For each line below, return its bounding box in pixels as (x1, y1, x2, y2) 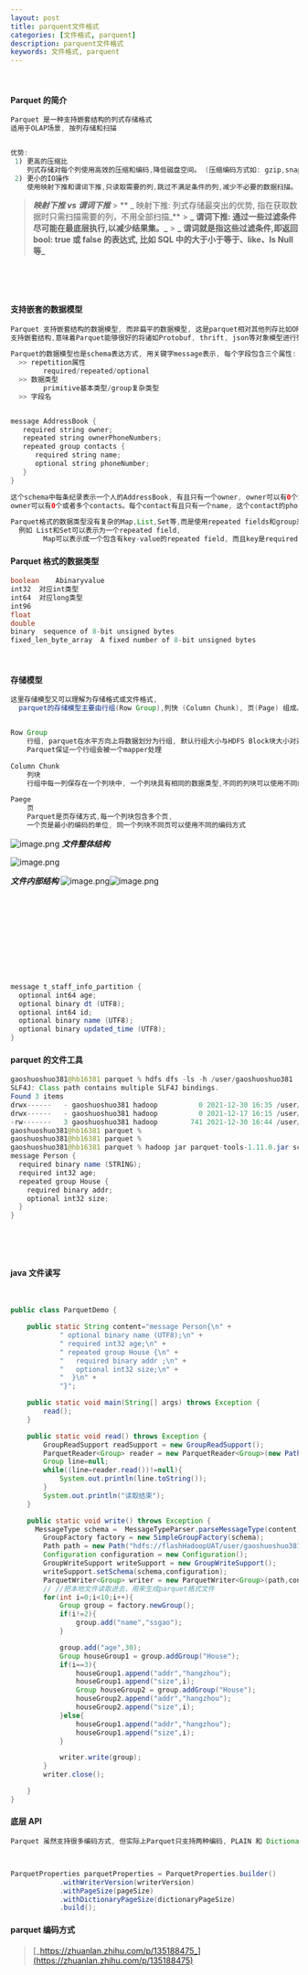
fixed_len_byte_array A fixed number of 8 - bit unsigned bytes (10, 636, 257, 645)
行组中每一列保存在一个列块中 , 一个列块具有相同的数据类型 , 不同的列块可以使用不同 (27, 779, 298, 788)
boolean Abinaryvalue (10, 577, 105, 586)
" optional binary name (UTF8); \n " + (58, 1331, 204, 1340)
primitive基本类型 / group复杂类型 (43, 383, 159, 393)
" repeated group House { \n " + (58, 1347, 179, 1357)
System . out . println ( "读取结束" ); (43, 1491, 165, 1500)
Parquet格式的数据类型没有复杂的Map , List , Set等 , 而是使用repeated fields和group (10, 517, 297, 526)
